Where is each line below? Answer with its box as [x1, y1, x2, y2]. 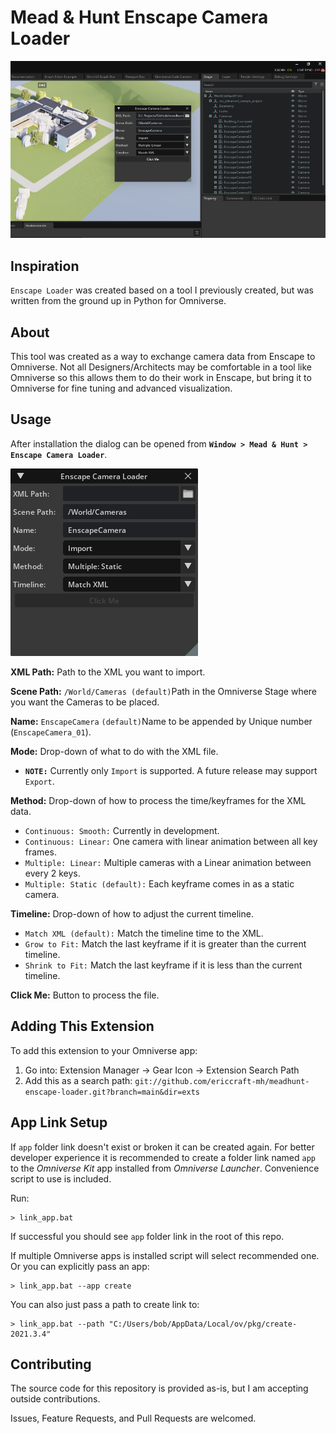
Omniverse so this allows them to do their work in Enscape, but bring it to [10, 372, 312, 384]
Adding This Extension [10, 1018, 155, 1035]
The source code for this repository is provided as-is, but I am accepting [10, 1382, 309, 1395]
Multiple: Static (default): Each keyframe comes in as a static [24, 877, 295, 890]
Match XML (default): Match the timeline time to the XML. [24, 927, 264, 939]
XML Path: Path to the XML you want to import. [10, 666, 206, 678]
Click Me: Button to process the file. [10, 989, 160, 1001]
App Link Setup [10, 1114, 108, 1131]
